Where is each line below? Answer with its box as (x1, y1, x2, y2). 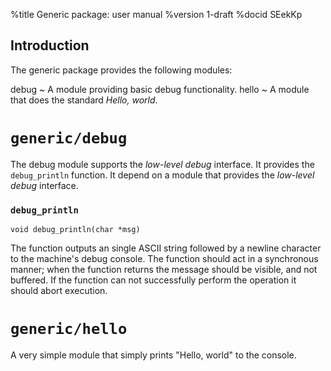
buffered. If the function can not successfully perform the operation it (10, 274, 297, 286)
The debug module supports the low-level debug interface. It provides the (10, 158, 315, 170)
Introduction (10, 37, 90, 54)
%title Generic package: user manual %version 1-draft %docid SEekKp (10, 9, 303, 20)
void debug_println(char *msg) (10, 225, 141, 235)
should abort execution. (10, 285, 108, 297)
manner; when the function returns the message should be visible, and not (10, 264, 318, 276)
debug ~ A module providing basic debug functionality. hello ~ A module (10, 83, 310, 95)
